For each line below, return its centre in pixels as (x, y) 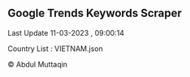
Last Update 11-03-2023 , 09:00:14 (66, 32)
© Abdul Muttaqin (38, 64)
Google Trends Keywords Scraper (95, 13)
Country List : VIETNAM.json (55, 49)
